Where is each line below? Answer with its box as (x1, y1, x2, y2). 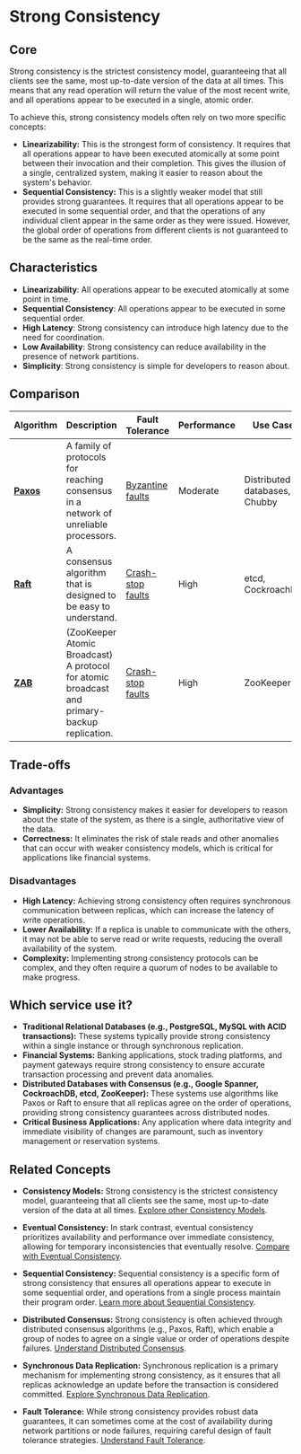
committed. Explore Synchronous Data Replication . (21, 1389, 211, 1400)
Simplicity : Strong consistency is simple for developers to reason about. (21, 360, 290, 371)
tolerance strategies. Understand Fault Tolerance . (21, 1435, 206, 1446)
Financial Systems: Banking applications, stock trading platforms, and (21, 1050, 282, 1061)
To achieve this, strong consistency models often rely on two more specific (9, 112, 287, 122)
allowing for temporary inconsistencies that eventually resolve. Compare (21, 1241, 290, 1252)
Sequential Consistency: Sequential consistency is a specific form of (21, 1268, 280, 1279)
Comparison (9, 386, 81, 401)
